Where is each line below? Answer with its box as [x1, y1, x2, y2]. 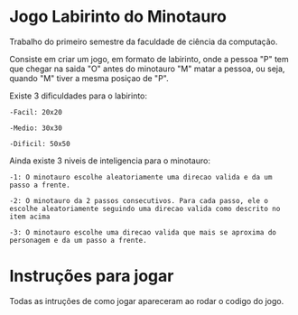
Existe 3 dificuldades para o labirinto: [9, 90, 147, 101]
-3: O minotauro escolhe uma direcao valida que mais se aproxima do [9, 227, 277, 236]
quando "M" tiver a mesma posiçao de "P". [9, 72, 169, 83]
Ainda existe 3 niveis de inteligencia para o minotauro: [9, 155, 210, 166]
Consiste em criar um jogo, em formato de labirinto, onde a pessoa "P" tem [9, 53, 289, 64]
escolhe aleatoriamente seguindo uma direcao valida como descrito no [9, 204, 281, 213]
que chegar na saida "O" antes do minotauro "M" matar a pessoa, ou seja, [9, 63, 285, 74]
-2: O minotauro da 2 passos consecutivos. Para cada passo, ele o [9, 196, 269, 205]
